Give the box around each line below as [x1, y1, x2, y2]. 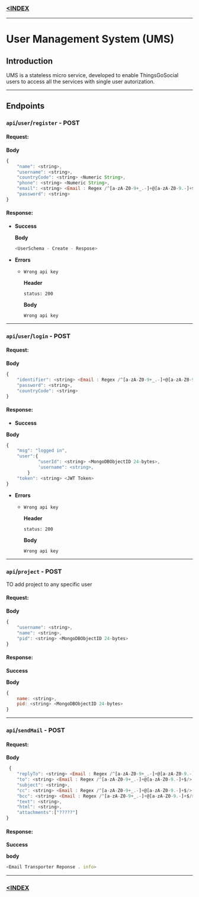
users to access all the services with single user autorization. [6, 78, 155, 85]
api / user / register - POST [6, 119, 80, 127]
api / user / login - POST [6, 332, 71, 340]
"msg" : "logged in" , [17, 448, 68, 454]
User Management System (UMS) [6, 33, 175, 46]
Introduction [6, 56, 53, 66]
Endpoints [6, 101, 45, 111]
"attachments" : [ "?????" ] [17, 810, 78, 816]
